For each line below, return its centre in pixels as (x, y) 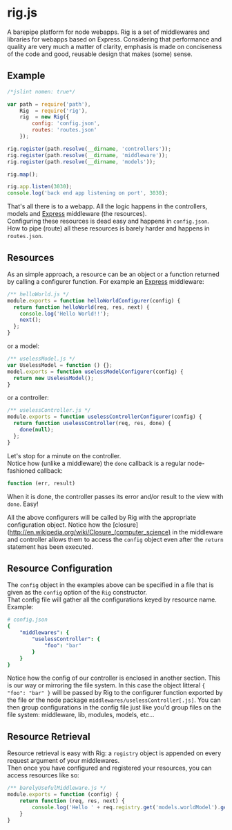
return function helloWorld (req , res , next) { (81, 307)
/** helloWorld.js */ (38, 294)
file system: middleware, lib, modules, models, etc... (81, 715)
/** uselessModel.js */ (41, 359)
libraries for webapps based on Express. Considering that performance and (115, 39)
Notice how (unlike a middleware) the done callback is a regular (97, 463)
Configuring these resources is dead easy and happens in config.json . (108, 221)
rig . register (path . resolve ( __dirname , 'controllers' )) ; (89, 149)
